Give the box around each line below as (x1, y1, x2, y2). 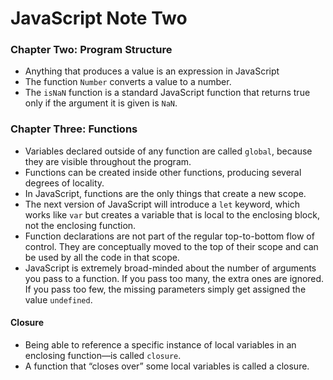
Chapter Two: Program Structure (10, 43, 173, 57)
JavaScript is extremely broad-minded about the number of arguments (24, 262, 317, 274)
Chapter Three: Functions (10, 122, 138, 136)
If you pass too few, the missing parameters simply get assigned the (24, 283, 307, 295)
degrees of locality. (24, 177, 105, 189)
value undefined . (24, 293, 93, 306)
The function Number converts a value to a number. (24, 76, 232, 88)
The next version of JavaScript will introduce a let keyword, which (24, 198, 300, 210)
